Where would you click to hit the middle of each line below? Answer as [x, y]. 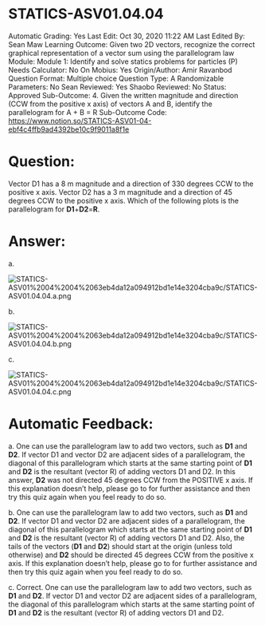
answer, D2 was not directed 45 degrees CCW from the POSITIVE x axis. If [131, 480]
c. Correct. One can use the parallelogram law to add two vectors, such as [130, 587]
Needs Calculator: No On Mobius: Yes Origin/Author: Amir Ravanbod [120, 69]
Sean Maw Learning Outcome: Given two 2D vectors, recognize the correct [132, 44]
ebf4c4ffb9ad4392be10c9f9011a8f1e [69, 129]
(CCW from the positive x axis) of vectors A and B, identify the [110, 104]
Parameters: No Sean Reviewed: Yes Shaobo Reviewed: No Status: [117, 87]
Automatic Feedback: [81, 424]
